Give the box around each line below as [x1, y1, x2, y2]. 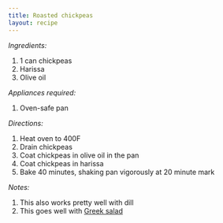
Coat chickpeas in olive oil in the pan [19, 151, 139, 160]
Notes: [8, 182, 30, 191]
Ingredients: [8, 40, 47, 50]
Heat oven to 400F [19, 133, 81, 143]
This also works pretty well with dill [19, 198, 134, 207]
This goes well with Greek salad [19, 206, 124, 215]
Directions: [8, 118, 43, 128]
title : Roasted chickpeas [8, 11, 93, 20]
